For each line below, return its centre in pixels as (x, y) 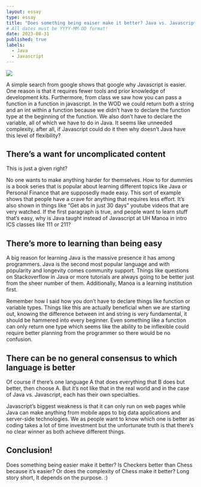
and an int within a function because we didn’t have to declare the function (98, 110)
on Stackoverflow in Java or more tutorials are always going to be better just (100, 277)
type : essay (21, 17)
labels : (16, 45)
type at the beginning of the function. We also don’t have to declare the (94, 116)
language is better (41, 368)
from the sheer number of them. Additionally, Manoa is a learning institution (99, 283)
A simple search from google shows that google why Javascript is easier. (96, 84)
